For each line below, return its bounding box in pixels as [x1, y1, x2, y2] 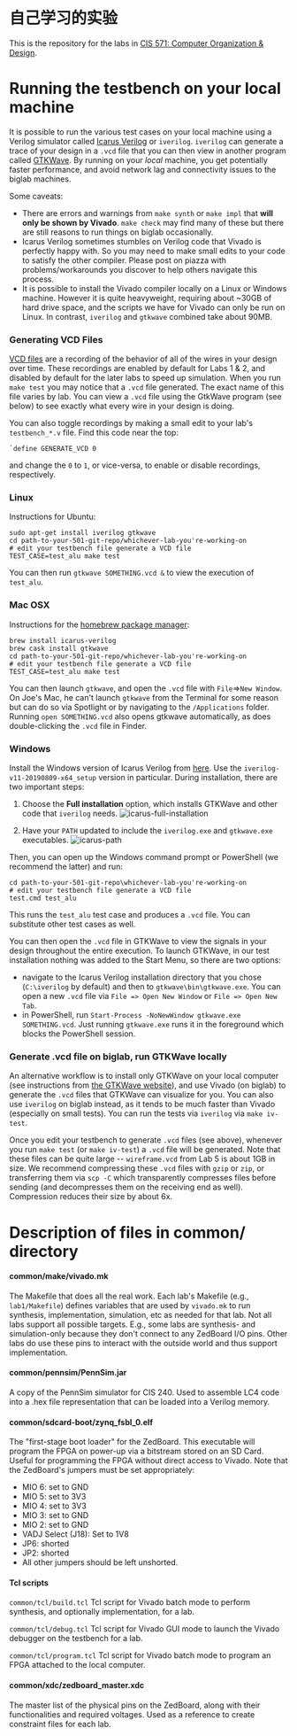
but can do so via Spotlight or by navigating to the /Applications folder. [9, 701, 270, 712]
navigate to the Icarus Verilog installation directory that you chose [21, 972, 263, 983]
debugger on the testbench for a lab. [9, 1633, 143, 1644]
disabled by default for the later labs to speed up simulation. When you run [9, 373, 281, 384]
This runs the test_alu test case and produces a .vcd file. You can [9, 910, 251, 920]
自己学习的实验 [9, 8, 118, 28]
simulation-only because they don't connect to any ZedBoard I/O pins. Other [9, 1328, 288, 1338]
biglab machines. [9, 174, 72, 184]
